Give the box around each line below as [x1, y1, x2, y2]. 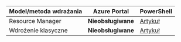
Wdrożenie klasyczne [9, 26, 69, 34]
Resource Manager [9, 17, 62, 25]
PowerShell [139, 7, 173, 15]
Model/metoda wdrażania [9, 7, 83, 15]
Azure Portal [93, 7, 129, 15]
